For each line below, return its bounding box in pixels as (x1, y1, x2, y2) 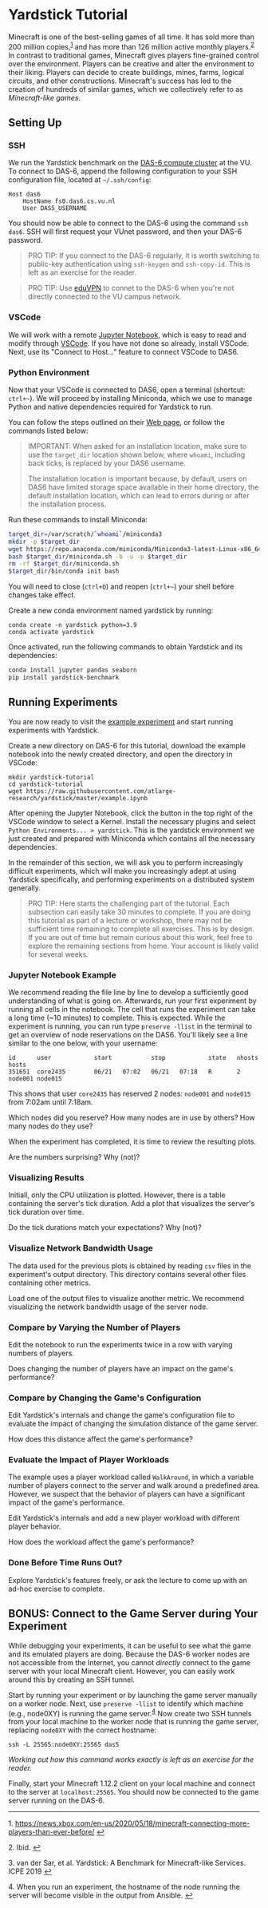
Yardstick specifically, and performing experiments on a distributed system (8, 875, 255, 884)
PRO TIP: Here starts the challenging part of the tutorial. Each (27, 898, 230, 908)
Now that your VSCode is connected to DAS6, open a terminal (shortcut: (8, 385, 246, 395)
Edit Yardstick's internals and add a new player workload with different (8, 1513, 240, 1523)
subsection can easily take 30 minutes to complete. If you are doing (27, 906, 251, 916)
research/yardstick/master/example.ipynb (8, 794, 148, 802)
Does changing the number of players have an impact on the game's (8, 1363, 234, 1373)
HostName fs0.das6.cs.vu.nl (22, 197, 116, 205)
